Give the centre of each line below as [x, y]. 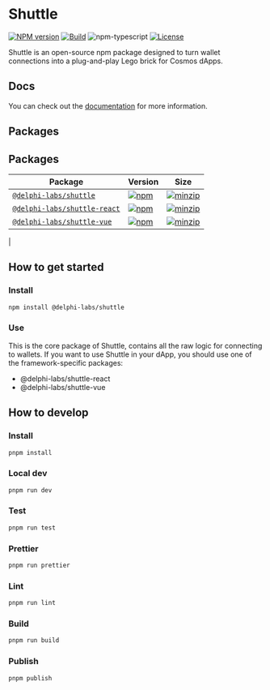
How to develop [49, 413]
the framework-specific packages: [66, 362]
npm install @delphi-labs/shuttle [67, 307]
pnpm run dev [30, 490]
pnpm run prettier [39, 566]
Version [143, 182]
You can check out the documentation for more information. [108, 105]
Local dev [28, 474]
